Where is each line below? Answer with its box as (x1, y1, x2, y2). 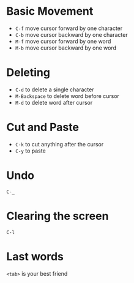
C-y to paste (15, 147, 46, 154)
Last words (6, 249, 64, 263)
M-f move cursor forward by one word (15, 37, 111, 45)
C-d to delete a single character (15, 86, 94, 93)
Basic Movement (6, 4, 94, 18)
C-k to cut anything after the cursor (15, 140, 104, 148)
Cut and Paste (6, 121, 80, 134)
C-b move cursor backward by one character (15, 31, 128, 38)
